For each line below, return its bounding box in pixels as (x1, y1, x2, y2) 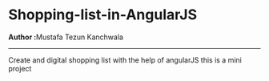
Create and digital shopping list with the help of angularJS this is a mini (8, 55, 242, 65)
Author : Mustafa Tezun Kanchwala (8, 32, 124, 42)
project (8, 63, 32, 73)
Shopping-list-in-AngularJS (8, 6, 198, 24)
